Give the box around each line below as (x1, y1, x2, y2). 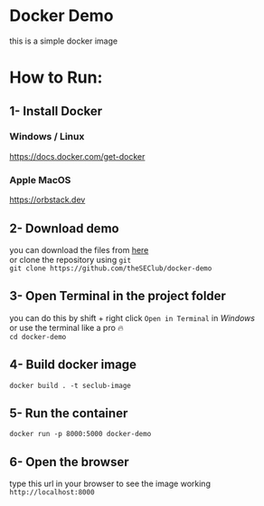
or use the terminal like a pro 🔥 (9, 322, 124, 333)
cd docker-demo (9, 332, 67, 341)
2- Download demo (9, 220, 119, 236)
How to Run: (9, 67, 103, 88)
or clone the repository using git (9, 254, 132, 265)
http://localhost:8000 (9, 488, 95, 497)
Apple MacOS (9, 173, 71, 186)
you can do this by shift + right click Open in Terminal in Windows (9, 312, 256, 323)
